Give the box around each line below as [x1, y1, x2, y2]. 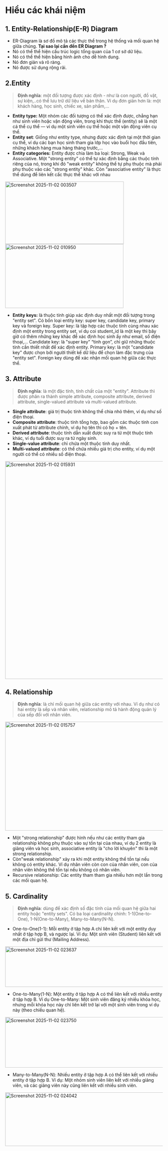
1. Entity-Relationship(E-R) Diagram [5, 25, 118, 33]
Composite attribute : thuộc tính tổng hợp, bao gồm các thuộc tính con [12, 419, 158, 425]
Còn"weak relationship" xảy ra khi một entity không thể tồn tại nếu [12, 856, 149, 862]
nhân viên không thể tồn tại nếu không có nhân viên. [12, 867, 121, 873]
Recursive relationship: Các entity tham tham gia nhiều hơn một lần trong [12, 872, 162, 878]
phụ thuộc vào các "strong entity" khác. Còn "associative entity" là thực [12, 166, 161, 172]
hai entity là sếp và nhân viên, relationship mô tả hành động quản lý [17, 707, 156, 713]
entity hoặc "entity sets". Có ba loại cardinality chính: [17, 911, 127, 917]
